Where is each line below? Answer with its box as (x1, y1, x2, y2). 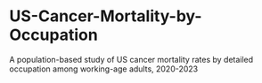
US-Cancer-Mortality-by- (9, 6, 202, 26)
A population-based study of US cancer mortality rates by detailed (9, 54, 254, 64)
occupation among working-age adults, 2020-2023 (9, 64, 199, 74)
